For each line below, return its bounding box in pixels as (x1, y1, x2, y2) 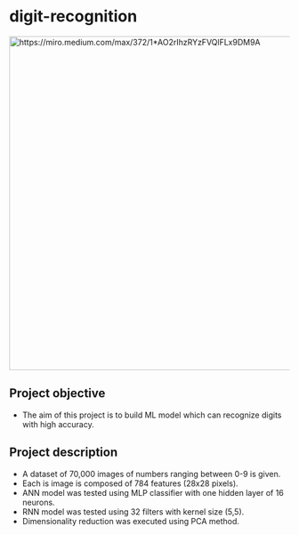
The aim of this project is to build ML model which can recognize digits (21, 409, 282, 420)
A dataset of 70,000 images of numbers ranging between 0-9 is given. (21, 468, 281, 479)
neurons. (21, 497, 55, 507)
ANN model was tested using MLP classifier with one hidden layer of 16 (21, 487, 285, 498)
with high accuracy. (21, 418, 95, 429)
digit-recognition (9, 6, 138, 27)
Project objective (9, 385, 106, 401)
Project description (9, 445, 118, 460)
